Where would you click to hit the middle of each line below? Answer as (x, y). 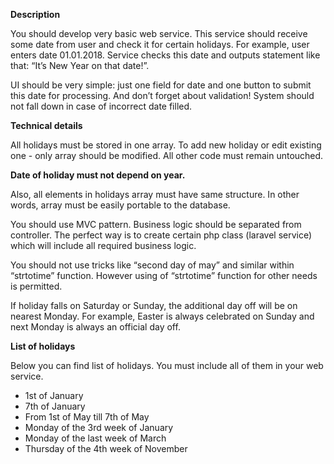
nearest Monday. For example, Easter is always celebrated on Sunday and (162, 316)
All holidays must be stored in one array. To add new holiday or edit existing (166, 145)
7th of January (55, 406)
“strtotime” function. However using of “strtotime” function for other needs (164, 275)
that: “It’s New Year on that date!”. (80, 65)
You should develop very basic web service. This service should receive (159, 33)
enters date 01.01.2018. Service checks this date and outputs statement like (165, 55)
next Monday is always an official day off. (95, 327)
